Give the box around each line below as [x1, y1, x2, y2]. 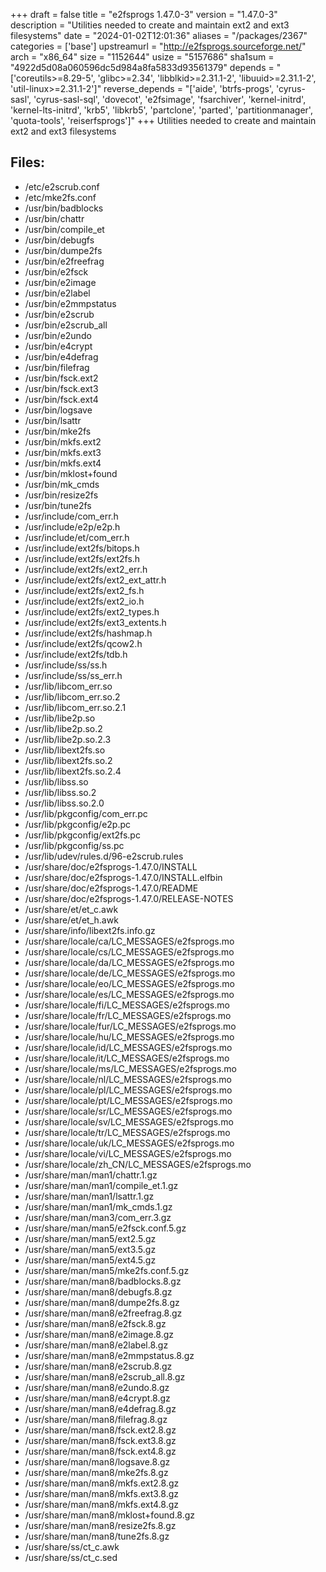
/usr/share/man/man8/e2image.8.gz [24, 1328, 175, 1340]
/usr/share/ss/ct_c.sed [24, 1551, 118, 1563]
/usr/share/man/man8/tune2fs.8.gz [24, 1530, 170, 1542]
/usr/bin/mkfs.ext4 [24, 457, 102, 469]
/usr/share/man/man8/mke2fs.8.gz [24, 1466, 169, 1478]
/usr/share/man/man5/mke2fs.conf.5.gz [24, 1264, 190, 1276]
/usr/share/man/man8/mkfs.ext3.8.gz [24, 1487, 180, 1499]
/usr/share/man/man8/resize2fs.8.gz [24, 1519, 177, 1531]
